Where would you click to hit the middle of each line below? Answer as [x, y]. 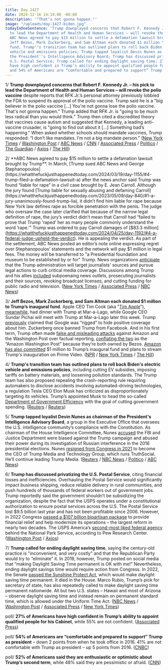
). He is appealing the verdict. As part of [115, 238]
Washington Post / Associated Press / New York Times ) [62, 607]
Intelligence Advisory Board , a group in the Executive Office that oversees [82, 422]
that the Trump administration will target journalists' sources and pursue [79, 265]
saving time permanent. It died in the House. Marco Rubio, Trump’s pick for [82, 580]
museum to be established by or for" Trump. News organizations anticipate [82, 260]
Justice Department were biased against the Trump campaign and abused [82, 438]
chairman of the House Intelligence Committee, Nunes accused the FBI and [83, 433]
